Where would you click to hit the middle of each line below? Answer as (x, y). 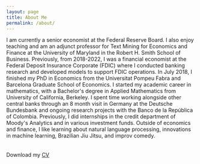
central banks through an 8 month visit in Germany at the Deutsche (89, 104)
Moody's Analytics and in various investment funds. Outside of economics (98, 123)
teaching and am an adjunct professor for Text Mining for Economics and (97, 46)
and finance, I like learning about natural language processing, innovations (99, 129)
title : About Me (27, 17)
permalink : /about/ (31, 23)
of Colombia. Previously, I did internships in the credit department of (91, 117)
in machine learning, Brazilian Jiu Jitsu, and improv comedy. (81, 136)
